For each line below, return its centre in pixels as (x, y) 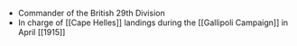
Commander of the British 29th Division (91, 13)
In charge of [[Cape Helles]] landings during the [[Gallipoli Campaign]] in (153, 23)
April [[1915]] (42, 32)
